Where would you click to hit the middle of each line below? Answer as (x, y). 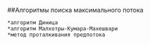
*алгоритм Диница (33, 23)
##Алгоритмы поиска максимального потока (75, 10)
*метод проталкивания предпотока (56, 35)
